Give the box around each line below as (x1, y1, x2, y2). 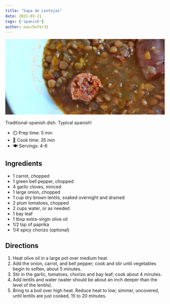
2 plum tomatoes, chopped (12, 199, 69, 206)
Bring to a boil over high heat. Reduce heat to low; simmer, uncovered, (12, 287, 159, 293)
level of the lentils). (12, 282, 53, 288)
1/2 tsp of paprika (12, 221, 50, 227)
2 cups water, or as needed (12, 205, 70, 211)
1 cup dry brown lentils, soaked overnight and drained (12, 194, 125, 200)
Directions (5, 242, 39, 250)
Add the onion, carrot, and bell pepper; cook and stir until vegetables (12, 260, 157, 266)
